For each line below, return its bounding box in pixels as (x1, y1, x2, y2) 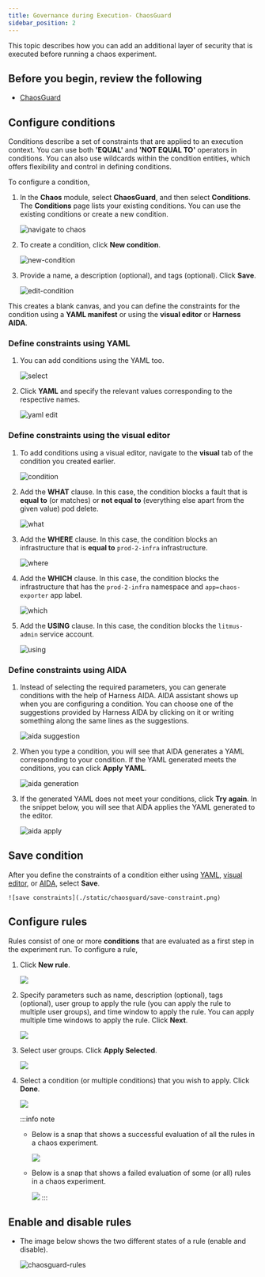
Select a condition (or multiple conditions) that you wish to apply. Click (19, 1075, 250, 1085)
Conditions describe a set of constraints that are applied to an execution (8, 137, 244, 146)
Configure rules (8, 915, 88, 929)
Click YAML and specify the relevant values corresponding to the (19, 387, 233, 396)
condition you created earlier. (19, 456, 116, 466)
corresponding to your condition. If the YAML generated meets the (19, 755, 237, 765)
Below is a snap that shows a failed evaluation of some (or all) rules (31, 1168, 252, 1177)
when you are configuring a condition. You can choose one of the (19, 699, 233, 708)
